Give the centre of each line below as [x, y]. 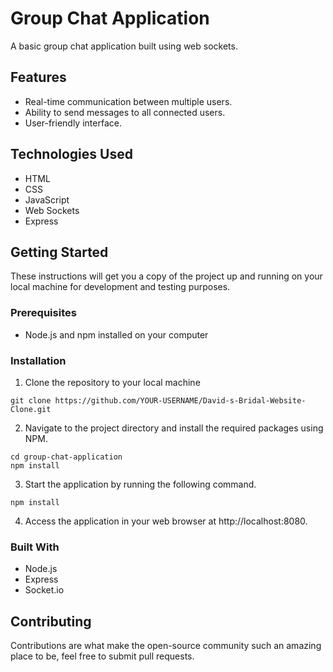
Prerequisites [43, 313]
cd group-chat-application [66, 457]
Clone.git [31, 409]
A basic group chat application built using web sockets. [124, 46]
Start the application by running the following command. [140, 484]
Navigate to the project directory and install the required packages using [174, 428]
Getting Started [59, 252]
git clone [31, 400]
